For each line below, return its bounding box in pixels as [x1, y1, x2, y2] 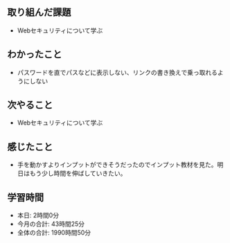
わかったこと [7, 48, 62, 60]
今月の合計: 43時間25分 [17, 220, 85, 228]
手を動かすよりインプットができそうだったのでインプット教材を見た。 [17, 161, 218, 169]
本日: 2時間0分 [17, 211, 60, 219]
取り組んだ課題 [7, 6, 71, 19]
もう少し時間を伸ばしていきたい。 [29, 169, 127, 178]
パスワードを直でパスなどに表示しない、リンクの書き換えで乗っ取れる [17, 68, 218, 76]
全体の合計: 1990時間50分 [17, 228, 91, 237]
